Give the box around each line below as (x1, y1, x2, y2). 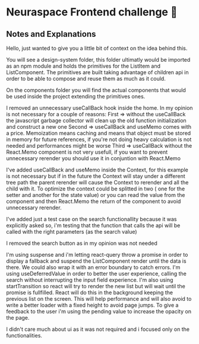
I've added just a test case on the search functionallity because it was (6, 216, 177, 222)
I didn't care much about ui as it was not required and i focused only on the (6, 326, 190, 333)
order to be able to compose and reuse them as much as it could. (6, 75, 166, 82)
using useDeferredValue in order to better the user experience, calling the (6, 270, 187, 277)
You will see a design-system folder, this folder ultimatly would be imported (6, 56, 191, 63)
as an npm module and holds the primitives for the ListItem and (6, 62, 161, 69)
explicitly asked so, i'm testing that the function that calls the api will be (6, 222, 181, 229)
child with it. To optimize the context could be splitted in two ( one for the (6, 185, 185, 192)
